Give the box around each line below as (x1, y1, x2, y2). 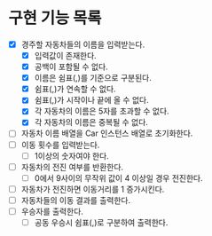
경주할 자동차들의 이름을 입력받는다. (20, 39, 145, 50)
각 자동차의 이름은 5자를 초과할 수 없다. (34, 106, 169, 116)
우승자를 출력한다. (20, 206, 83, 216)
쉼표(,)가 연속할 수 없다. (34, 83, 116, 94)
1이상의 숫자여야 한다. (34, 150, 110, 161)
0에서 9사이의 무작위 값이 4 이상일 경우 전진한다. (34, 172, 203, 183)
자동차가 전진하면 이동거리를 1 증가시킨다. (20, 184, 165, 194)
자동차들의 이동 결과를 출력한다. (20, 194, 130, 205)
